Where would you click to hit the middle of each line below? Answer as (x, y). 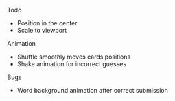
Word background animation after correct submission (92, 90)
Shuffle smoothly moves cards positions (74, 57)
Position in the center (47, 23)
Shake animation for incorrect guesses (72, 64)
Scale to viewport (42, 30)
